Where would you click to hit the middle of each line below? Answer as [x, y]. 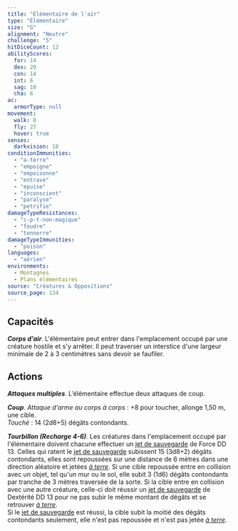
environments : [29, 266]
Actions [25, 376]
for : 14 [25, 61]
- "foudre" [30, 226]
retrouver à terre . [33, 505]
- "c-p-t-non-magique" [47, 220]
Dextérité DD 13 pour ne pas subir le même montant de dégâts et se [107, 497]
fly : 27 [25, 127]
